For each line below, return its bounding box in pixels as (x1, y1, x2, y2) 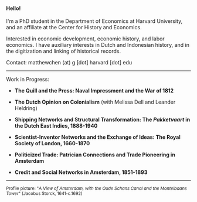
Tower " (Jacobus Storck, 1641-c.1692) (6, 191, 83, 197)
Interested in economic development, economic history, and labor (6, 35, 165, 42)
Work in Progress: (6, 76, 50, 83)
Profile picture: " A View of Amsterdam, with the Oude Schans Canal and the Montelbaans (6, 186, 187, 191)
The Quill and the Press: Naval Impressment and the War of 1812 (14, 87, 174, 94)
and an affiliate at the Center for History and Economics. (6, 24, 142, 31)
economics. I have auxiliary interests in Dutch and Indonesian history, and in (6, 42, 189, 49)
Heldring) (14, 105, 38, 112)
